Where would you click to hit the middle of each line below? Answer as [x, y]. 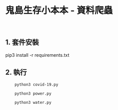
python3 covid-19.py [36, 84]
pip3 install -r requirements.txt [37, 55]
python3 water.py [33, 102]
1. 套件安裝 [22, 42]
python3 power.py [33, 93]
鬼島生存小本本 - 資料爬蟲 [59, 10]
